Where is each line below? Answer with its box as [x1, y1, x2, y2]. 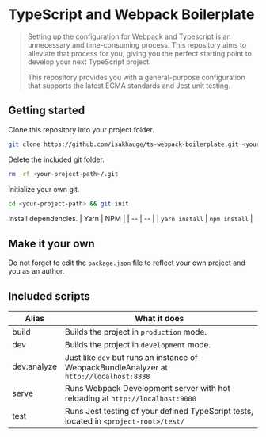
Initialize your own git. [8, 184, 80, 194]
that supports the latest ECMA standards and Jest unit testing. [27, 81, 231, 90]
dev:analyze [12, 361, 58, 372]
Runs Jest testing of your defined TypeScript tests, [64, 406, 253, 416]
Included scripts [8, 289, 91, 303]
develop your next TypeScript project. [27, 57, 152, 67]
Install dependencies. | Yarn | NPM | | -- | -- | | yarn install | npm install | [8, 214, 253, 224]
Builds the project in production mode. [64, 327, 207, 337]
